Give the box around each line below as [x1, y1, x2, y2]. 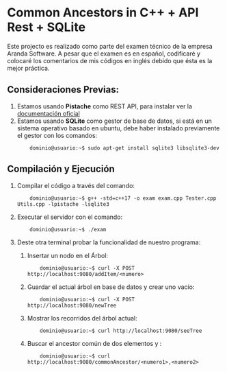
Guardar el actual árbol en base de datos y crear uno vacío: [27, 283, 195, 291]
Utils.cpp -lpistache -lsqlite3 [16, 200, 109, 207]
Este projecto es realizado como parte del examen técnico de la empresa [7, 42, 213, 50]
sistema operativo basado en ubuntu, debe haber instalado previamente [16, 124, 220, 132]
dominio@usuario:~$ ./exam [29, 226, 107, 233]
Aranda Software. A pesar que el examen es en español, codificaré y [7, 49, 200, 58]
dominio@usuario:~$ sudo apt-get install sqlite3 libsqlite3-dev [29, 144, 220, 152]
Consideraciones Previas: [7, 84, 120, 95]
